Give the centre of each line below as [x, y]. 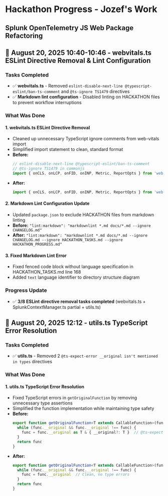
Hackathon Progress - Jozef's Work [81, 9]
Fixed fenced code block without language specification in [73, 267]
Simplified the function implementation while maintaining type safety [83, 408]
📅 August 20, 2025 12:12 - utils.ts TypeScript [76, 323]
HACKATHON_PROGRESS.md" [37, 244]
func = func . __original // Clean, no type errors [76, 475]
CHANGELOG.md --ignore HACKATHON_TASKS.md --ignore [67, 240]
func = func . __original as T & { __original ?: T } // [80, 433]
